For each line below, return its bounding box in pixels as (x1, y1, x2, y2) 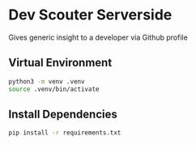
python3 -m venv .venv (8, 77, 85, 86)
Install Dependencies (8, 107, 117, 121)
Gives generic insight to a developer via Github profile (8, 32, 188, 42)
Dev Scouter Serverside (8, 6, 173, 24)
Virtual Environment (8, 56, 113, 70)
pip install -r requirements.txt (8, 129, 121, 137)
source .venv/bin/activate (8, 85, 100, 93)
